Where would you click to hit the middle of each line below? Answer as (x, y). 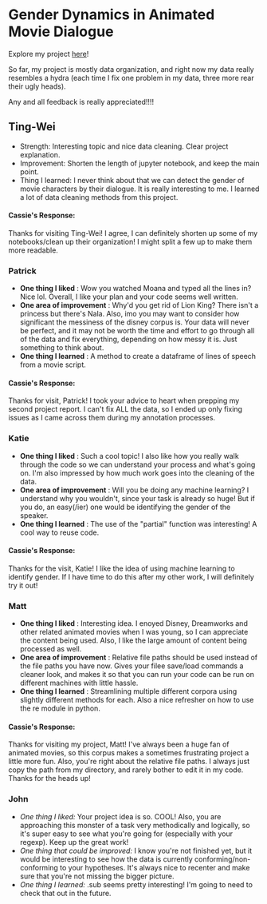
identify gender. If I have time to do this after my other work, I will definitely (132, 576)
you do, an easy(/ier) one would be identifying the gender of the (125, 507)
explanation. (40, 154)
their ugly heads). (37, 86)
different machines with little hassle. (79, 683)
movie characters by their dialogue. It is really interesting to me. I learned (139, 189)
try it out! (23, 585)
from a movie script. (53, 364)
